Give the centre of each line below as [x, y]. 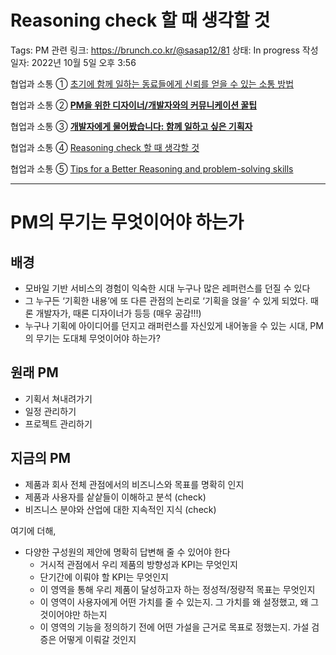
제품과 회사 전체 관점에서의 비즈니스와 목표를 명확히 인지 [134, 484]
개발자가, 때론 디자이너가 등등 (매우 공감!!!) [118, 313]
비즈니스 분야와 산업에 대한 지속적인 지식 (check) [120, 509]
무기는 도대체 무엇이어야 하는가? [98, 338]
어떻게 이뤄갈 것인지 [97, 639]
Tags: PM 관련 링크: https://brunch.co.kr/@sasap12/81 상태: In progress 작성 [164, 50]
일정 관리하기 [50, 411]
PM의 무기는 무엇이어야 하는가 [127, 222]
